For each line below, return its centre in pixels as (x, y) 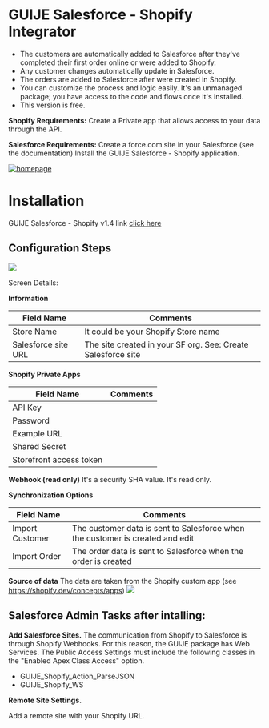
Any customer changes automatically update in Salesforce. (117, 70)
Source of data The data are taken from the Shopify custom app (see (122, 581)
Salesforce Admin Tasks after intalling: (107, 615)
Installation (46, 201)
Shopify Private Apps (45, 374)
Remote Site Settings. (45, 700)
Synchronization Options (51, 495)
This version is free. (52, 105)
